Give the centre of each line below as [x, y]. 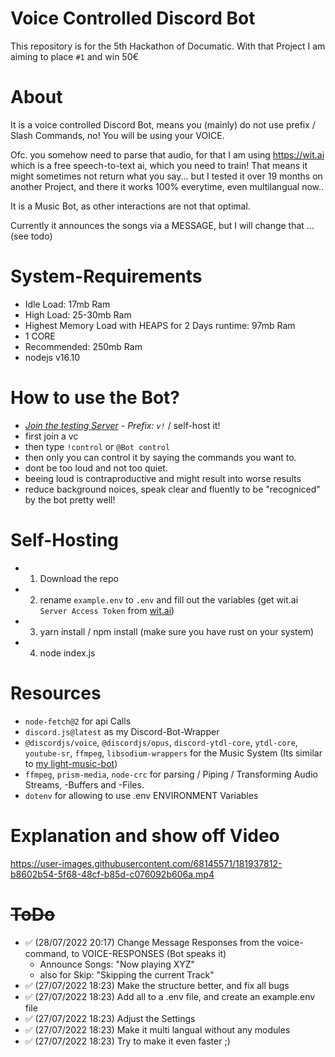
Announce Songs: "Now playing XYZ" [117, 964]
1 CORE [40, 336]
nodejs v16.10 [52, 357]
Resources [56, 693]
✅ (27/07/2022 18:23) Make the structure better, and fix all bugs [157, 985]
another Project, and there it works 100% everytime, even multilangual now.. [167, 186]
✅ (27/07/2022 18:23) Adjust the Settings [110, 1018]
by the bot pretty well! [70, 499]
